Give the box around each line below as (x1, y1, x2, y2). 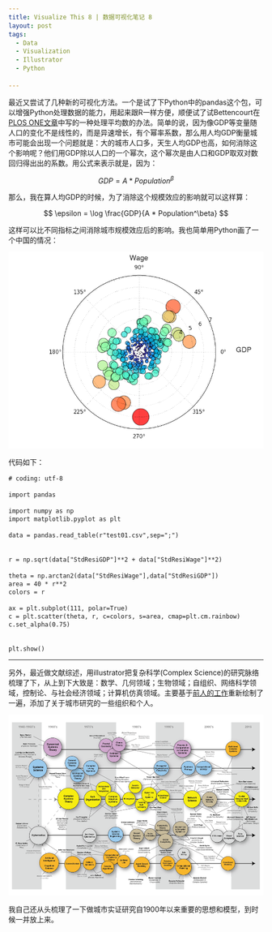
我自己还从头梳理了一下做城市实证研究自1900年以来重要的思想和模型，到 (8, 904, 253, 914)
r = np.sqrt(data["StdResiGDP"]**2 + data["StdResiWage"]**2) (8, 556, 223, 564)
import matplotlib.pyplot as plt (8, 515, 121, 523)
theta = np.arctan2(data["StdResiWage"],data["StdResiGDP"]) (8, 572, 219, 580)
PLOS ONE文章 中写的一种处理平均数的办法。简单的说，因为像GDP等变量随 (8, 118, 257, 127)
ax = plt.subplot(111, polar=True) (8, 604, 129, 612)
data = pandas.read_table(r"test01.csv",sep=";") (8, 531, 180, 539)
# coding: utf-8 (8, 475, 63, 483)
